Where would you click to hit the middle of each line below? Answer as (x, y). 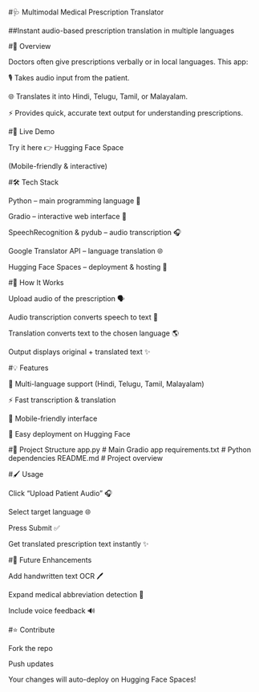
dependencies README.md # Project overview (85, 458)
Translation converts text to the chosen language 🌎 (94, 333)
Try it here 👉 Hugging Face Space (66, 147)
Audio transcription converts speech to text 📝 (83, 317)
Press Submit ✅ (34, 528)
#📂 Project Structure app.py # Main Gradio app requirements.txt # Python (129, 450)
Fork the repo (31, 648)
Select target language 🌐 (50, 512)
